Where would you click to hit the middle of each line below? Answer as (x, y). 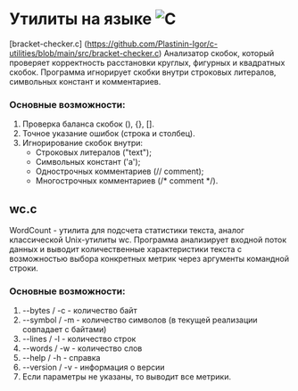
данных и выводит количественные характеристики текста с (126, 249)
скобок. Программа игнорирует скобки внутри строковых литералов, (143, 72)
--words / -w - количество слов (82, 348)
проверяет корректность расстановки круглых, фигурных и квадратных (147, 62)
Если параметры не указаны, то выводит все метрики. (127, 377)
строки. (24, 268)
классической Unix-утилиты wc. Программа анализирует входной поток (148, 240)
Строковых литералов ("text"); (93, 152)
